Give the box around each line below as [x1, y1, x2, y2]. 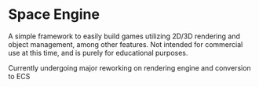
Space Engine [8, 5, 100, 24]
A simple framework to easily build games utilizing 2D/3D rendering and [8, 31, 241, 41]
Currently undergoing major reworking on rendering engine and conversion [8, 63, 251, 72]
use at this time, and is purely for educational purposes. [8, 48, 188, 57]
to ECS [8, 71, 31, 81]
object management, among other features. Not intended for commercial [8, 39, 243, 49]
